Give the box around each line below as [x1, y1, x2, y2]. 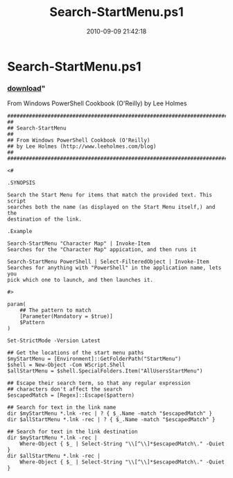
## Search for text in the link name [7, 404, 116, 411]
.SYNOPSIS [7, 180, 36, 187]
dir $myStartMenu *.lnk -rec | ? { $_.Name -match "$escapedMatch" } [7, 410, 213, 417]
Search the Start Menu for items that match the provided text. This [7, 191, 213, 198]
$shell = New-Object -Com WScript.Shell [7, 361, 126, 368]
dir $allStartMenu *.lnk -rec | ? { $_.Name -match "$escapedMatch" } [7, 416, 216, 423]
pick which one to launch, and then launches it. [7, 277, 154, 284]
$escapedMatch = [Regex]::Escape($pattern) [7, 392, 135, 399]
